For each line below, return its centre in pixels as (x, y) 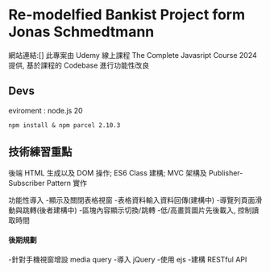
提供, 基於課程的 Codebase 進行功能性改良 (79, 65)
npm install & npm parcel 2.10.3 (64, 125)
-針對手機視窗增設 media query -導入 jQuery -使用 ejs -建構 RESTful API (128, 259)
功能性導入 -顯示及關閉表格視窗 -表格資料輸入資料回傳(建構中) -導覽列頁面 (132, 200)
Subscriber (27, 183)
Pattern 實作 (66, 183)
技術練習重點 (40, 152)
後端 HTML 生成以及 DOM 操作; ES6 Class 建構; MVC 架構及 (108, 173)
